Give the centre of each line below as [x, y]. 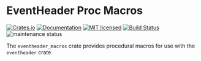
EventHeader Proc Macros [74, 11]
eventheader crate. [30, 52]
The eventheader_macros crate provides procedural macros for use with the [101, 46]
